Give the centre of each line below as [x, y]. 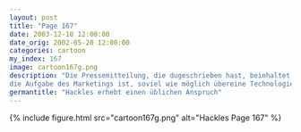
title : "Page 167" [43, 26]
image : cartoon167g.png [54, 68]
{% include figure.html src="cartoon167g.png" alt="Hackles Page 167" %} [146, 118]
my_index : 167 [36, 59]
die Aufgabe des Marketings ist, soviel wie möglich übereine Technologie [152, 84]
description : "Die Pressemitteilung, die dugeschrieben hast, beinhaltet [150, 76]
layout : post [34, 17]
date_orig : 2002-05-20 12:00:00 [69, 42]
